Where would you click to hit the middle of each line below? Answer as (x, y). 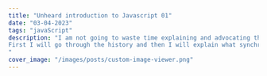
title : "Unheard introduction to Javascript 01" (90, 15)
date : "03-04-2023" (41, 23)
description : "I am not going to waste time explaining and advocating (129, 38)
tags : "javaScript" (41, 30)
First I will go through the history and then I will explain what (122, 45)
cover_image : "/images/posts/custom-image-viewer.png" (101, 60)
